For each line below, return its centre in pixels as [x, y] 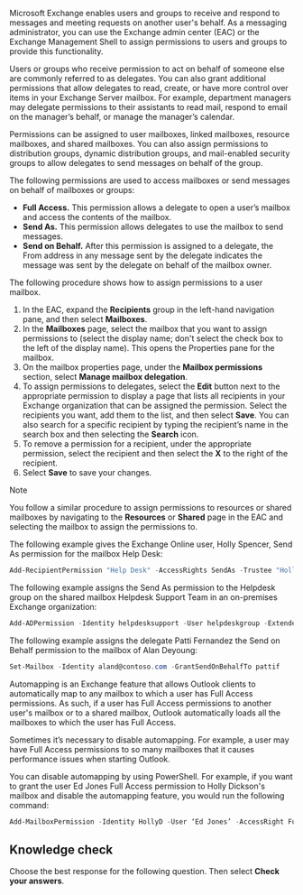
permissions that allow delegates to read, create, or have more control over [149, 88]
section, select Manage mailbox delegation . [105, 377]
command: [29, 805]
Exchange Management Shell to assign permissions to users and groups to [148, 42]
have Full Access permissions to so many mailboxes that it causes [132, 749]
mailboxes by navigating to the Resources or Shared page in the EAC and [147, 517]
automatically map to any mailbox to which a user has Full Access [131, 693]
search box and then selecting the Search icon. [110, 434]
